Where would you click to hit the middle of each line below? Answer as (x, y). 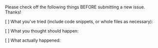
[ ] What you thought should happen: (42, 31)
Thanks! (13, 12)
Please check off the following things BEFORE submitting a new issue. (75, 7)
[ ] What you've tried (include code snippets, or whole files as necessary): (79, 22)
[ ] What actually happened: (33, 40)
